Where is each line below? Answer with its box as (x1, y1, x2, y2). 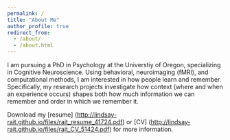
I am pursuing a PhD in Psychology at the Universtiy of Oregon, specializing (7, 61, 221, 69)
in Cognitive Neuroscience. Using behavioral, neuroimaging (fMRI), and (7, 68, 209, 76)
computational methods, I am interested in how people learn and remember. (7, 75, 222, 83)
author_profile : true (7, 23, 69, 30)
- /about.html (13, 42, 54, 49)
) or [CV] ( (122, 118, 151, 126)
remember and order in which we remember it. (7, 97, 139, 105)
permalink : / (7, 10, 45, 17)
